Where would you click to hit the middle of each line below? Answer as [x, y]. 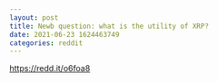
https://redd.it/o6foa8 [50, 68]
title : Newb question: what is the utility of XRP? [109, 26]
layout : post [34, 18]
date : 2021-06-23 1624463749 [64, 34]
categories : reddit [46, 43]
